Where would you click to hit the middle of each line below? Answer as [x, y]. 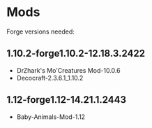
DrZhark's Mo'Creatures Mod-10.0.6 [68, 70]
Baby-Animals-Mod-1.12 [51, 117]
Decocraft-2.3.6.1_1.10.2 [50, 78]
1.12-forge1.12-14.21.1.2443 [67, 100]
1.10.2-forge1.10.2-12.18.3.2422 [76, 54]
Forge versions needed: [40, 31]
